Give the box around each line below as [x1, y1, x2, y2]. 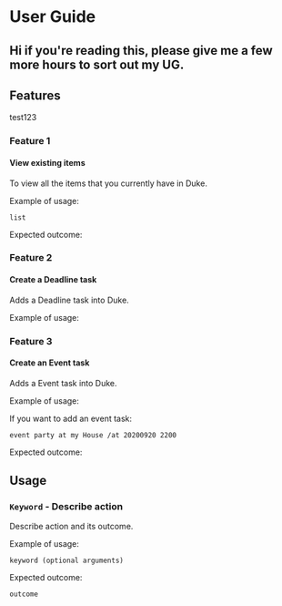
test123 [9, 112, 37, 123]
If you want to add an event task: [9, 413, 133, 424]
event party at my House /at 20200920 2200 [9, 430, 177, 439]
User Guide [9, 6, 96, 27]
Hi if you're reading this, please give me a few [9, 43, 273, 58]
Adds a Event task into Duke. [9, 377, 117, 388]
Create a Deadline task [9, 274, 97, 285]
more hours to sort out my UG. [9, 56, 185, 72]
